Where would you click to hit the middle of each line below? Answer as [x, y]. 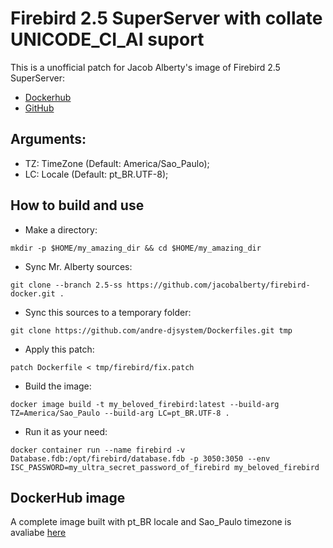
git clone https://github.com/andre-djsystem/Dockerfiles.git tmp [151, 330]
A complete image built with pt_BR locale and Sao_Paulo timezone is [151, 522]
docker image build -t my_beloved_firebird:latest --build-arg [145, 404]
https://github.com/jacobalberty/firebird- [218, 285]
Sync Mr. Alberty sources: [78, 266]
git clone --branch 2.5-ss [66, 285]
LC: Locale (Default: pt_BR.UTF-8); [96, 174]
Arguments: [48, 139]
